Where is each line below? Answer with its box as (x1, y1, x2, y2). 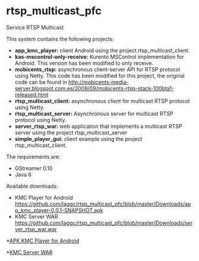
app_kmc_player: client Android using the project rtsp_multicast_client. (14, 46, 190, 54)
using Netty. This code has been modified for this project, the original (14, 72, 185, 79)
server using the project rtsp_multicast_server (14, 129, 128, 136)
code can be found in (14, 78, 67, 86)
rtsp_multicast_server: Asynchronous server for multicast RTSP (14, 110, 173, 117)
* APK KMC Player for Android (6, 237, 79, 244)
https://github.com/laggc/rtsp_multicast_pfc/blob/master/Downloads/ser (14, 219, 193, 227)
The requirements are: (6, 153, 61, 160)
